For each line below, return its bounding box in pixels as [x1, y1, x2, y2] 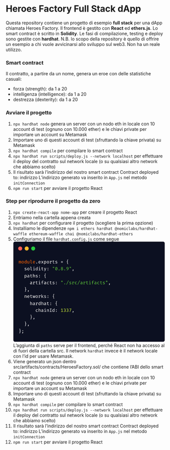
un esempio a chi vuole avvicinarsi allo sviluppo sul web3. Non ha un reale [6, 41, 160, 47]
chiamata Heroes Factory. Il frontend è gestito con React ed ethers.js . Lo [6, 25, 158, 31]
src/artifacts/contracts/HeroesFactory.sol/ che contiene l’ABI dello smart [13, 364, 163, 370]
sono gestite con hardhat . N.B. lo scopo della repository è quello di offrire [6, 36, 159, 42]
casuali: [6, 76, 22, 82]
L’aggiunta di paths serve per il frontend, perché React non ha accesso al [13, 342, 165, 348]
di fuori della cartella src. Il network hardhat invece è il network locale [13, 348, 158, 354]
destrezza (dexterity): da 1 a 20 [13, 96, 78, 103]
